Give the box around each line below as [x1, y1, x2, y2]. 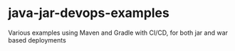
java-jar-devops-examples [8, 5, 169, 21]
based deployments [8, 35, 66, 44]
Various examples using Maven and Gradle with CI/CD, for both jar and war [8, 28, 229, 37]
